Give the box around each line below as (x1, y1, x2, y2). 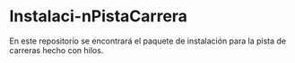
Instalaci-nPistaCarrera (9, 6, 188, 27)
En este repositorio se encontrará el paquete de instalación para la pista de (9, 35, 287, 46)
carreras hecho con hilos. (9, 44, 104, 55)
